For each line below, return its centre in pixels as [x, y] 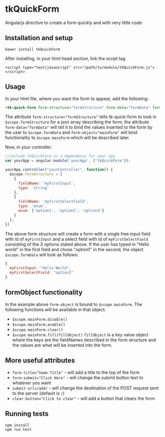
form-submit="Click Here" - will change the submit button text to [78, 377]
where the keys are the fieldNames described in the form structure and [84, 340]
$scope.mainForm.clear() [38, 330]
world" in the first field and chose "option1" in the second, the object [74, 249]
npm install [17, 425]
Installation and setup [39, 38]
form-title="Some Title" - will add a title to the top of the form [76, 372]
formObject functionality [44, 293]
